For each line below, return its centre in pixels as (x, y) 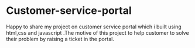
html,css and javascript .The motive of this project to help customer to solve (97, 32)
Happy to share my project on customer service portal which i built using (94, 27)
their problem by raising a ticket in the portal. (60, 39)
